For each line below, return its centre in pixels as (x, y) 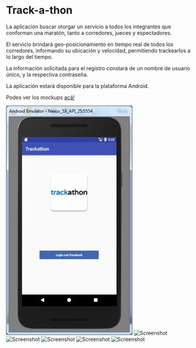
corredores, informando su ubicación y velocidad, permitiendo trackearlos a (98, 50)
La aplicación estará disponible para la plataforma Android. (77, 86)
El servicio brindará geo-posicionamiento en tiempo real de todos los (90, 44)
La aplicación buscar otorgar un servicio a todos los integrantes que (89, 27)
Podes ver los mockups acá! (40, 97)
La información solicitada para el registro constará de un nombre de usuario (98, 68)
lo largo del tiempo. (29, 57)
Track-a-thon (39, 10)
